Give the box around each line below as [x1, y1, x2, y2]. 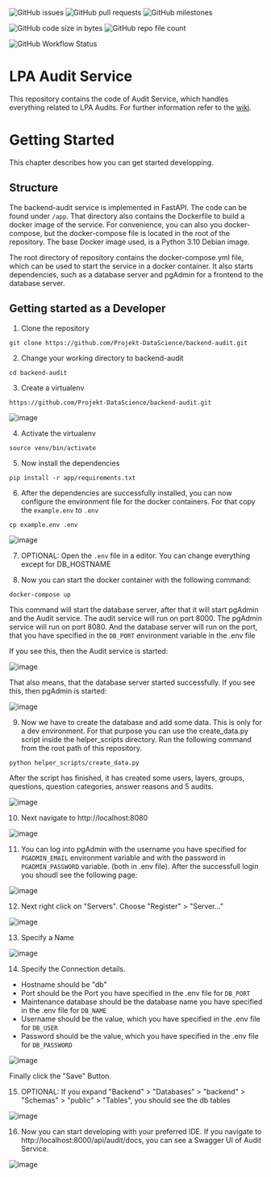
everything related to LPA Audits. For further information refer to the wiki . [9, 102, 252, 112]
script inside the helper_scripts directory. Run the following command [20, 734, 252, 744]
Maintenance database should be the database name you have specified [20, 997, 263, 1006]
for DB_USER [20, 1023, 59, 1032]
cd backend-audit [9, 369, 68, 377]
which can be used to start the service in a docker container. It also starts [9, 261, 253, 271]
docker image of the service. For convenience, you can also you [9, 219, 223, 230]
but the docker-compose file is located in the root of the [44, 228, 231, 238]
